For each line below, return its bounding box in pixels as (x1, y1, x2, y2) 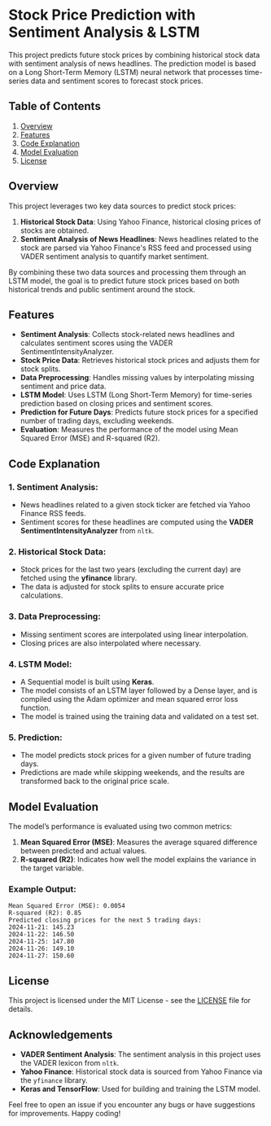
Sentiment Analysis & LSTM (8, 23, 200, 42)
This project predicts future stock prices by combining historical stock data (8, 50, 260, 59)
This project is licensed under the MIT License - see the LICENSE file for (8, 996, 251, 1006)
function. (20, 703, 51, 712)
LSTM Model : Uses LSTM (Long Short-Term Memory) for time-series (20, 390, 252, 400)
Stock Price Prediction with (8, 6, 196, 24)
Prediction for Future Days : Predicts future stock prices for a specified (20, 407, 259, 417)
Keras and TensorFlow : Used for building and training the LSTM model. (20, 1084, 261, 1093)
